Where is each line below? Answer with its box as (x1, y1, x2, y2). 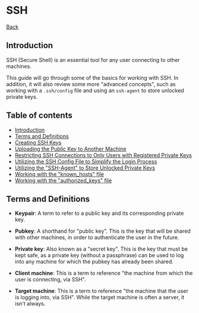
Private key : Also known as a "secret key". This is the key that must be (14, 245, 188, 253)
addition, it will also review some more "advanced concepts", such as (6, 80, 176, 87)
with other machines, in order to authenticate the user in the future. (14, 234, 179, 241)
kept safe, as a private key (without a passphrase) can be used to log (14, 252, 184, 259)
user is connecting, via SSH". (14, 276, 86, 283)
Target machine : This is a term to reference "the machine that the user (14, 287, 189, 295)
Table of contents (6, 111, 72, 121)
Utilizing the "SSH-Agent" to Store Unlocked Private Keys (14, 164, 156, 171)
